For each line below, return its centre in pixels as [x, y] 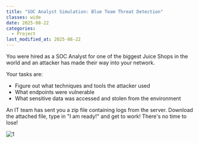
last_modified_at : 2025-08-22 [44, 39]
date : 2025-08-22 [28, 23]
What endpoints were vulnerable [55, 92]
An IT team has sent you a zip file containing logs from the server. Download [99, 110]
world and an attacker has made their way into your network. [81, 63]
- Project [23, 34]
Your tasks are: [25, 74]
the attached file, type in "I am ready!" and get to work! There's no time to [97, 116]
